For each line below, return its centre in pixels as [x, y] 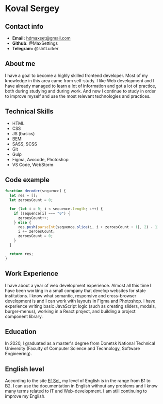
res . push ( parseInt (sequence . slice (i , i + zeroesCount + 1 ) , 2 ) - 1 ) [89, 227]
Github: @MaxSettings [35, 43]
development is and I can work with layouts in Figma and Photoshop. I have [80, 301]
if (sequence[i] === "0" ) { [42, 213]
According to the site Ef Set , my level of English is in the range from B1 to [78, 381]
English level [25, 369]
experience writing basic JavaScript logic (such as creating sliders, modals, [81, 306]
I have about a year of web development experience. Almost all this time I [78, 285]
